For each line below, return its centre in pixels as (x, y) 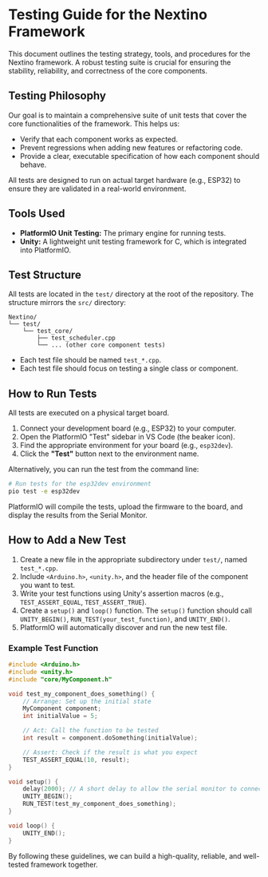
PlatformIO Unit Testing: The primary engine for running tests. (123, 232)
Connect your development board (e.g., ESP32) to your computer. (128, 428)
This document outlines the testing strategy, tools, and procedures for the (130, 54)
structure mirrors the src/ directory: (67, 303)
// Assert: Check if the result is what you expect (110, 752)
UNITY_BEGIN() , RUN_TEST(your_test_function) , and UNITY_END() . (125, 619)
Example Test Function (53, 648)
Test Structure (45, 274)
